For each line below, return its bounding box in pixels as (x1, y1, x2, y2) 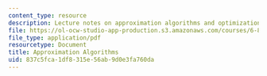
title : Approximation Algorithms (8, 48, 119, 56)
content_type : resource (8, 11, 87, 20)
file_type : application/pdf (8, 33, 102, 42)
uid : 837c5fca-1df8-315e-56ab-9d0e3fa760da (8, 56, 155, 64)
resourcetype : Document (8, 41, 87, 49)
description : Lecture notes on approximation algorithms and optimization (8, 19, 261, 27)
